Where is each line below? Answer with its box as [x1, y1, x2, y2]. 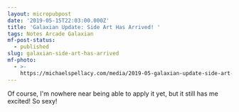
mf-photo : [7, 57, 37, 64]
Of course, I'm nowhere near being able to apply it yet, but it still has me [7, 89, 218, 98]
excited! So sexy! [7, 96, 58, 105]
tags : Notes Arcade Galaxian [7, 30, 94, 38]
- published [14, 43, 50, 50]
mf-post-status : [7, 37, 55, 44]
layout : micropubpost [7, 10, 72, 18]
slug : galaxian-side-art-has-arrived [7, 50, 119, 57]
